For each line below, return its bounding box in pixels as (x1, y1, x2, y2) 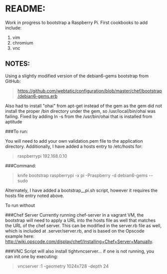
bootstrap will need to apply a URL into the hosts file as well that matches (5, 217, 156, 223)
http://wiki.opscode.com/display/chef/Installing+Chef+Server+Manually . (5, 238, 154, 245)
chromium (12, 39, 33, 45)
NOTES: (5, 59, 30, 68)
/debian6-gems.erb (17, 93, 58, 99)
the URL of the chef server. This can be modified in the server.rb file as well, (5, 223, 162, 229)
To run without (5, 202, 35, 208)
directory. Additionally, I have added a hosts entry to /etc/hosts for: (5, 143, 143, 149)
